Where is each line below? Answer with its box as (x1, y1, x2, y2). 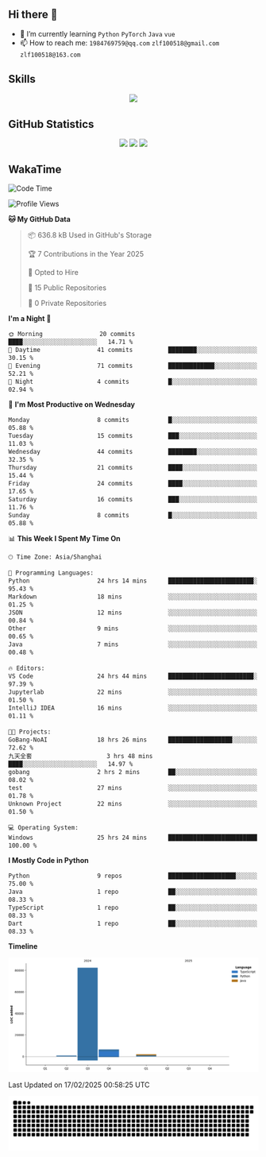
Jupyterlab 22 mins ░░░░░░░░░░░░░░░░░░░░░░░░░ (8, 688, 258, 696)
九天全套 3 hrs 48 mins (8, 753, 153, 760)
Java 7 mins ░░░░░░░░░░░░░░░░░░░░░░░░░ (8, 640, 258, 648)
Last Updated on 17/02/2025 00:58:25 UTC (8, 1080, 150, 1089)
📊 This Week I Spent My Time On (8, 534, 121, 544)
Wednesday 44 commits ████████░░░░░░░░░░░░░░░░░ (8, 448, 258, 456)
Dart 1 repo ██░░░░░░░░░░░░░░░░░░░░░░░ (8, 919, 258, 928)
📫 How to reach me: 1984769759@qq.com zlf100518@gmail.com (19, 37, 220, 48)
